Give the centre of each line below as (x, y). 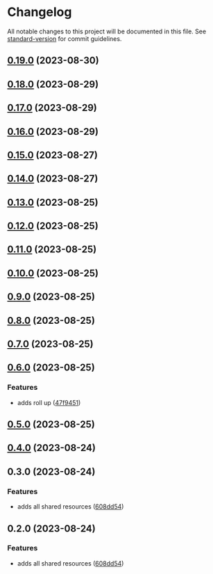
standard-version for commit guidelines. (65, 38)
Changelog (40, 12)
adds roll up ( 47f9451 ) (49, 402)
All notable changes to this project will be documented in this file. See (107, 31)
